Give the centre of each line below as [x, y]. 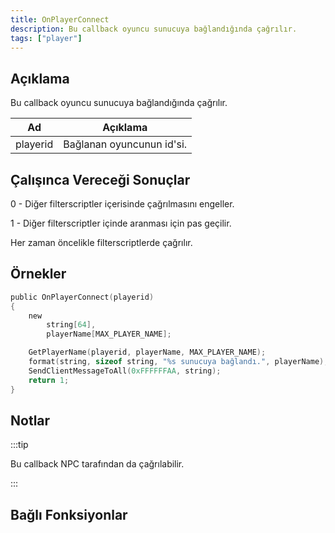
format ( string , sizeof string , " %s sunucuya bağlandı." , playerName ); [178, 362]
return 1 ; [49, 380]
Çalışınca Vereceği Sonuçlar [100, 179]
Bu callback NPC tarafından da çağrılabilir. [97, 464]
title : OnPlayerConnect [60, 19]
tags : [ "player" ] [46, 38]
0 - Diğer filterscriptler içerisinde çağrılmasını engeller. [122, 204]
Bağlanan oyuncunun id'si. [125, 144]
